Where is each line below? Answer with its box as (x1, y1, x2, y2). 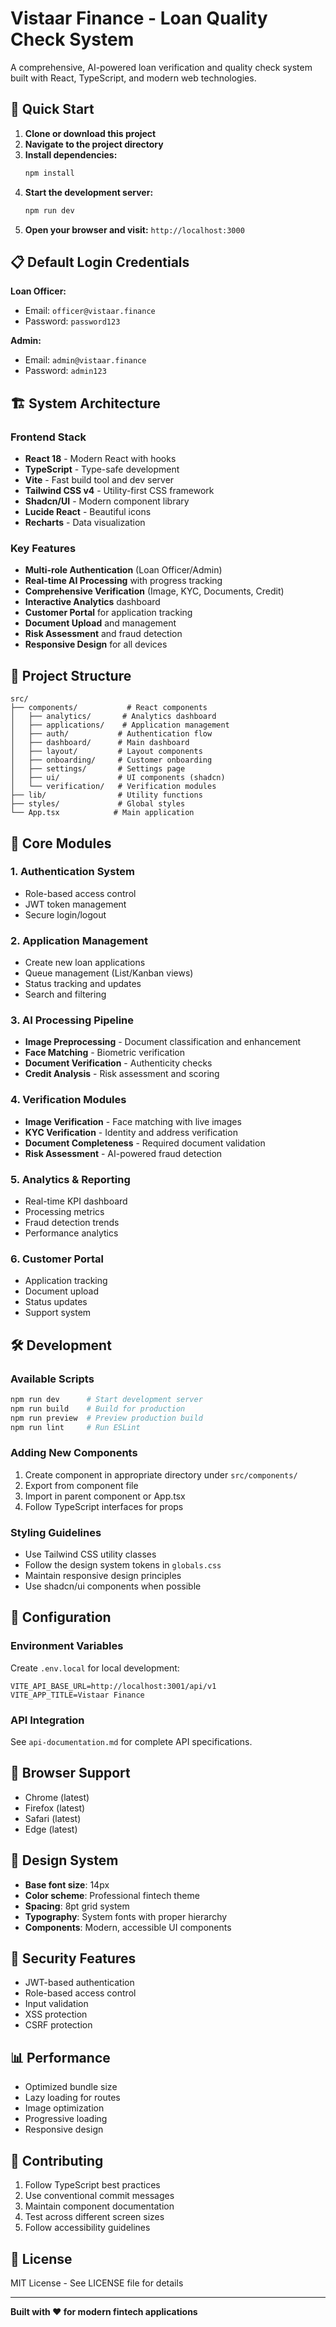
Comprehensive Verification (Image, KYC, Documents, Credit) (24, 585, 285, 597)
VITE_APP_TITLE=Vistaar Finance (10, 1690, 145, 1700)
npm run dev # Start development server (10, 1394, 203, 1404)
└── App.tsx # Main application (10, 808, 195, 818)
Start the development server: (24, 186, 154, 198)
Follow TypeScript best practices (24, 2179, 161, 2191)
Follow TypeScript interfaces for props (24, 1500, 184, 1512)
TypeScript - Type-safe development (24, 463, 180, 475)
